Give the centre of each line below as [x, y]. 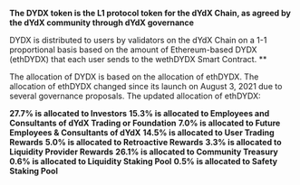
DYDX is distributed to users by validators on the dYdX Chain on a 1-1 [138, 40]
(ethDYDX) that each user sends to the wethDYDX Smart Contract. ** [138, 59]
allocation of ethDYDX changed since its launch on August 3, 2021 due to [146, 86]
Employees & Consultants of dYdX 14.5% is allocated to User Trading [142, 133]
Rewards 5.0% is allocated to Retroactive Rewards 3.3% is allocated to [146, 142]
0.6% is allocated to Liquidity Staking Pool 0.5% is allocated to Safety [144, 161]
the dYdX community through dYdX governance [102, 23]
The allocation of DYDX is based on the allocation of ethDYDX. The [134, 77]
